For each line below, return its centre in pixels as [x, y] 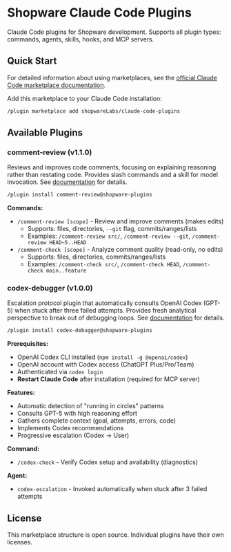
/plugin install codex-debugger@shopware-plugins [80, 331]
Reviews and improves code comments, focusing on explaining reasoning [112, 167]
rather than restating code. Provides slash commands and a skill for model [113, 175]
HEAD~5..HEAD [68, 243]
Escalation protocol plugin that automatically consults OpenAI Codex [104, 303]
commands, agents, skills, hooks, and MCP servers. [81, 39]
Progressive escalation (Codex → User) [73, 435]
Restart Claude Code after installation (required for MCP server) [108, 379]
